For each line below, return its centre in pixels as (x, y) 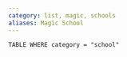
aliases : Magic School (46, 23)
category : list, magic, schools (62, 15)
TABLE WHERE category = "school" (64, 44)
